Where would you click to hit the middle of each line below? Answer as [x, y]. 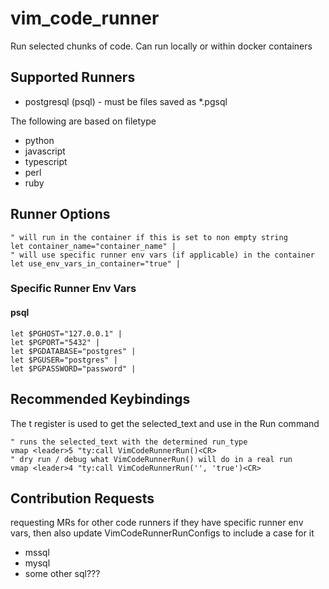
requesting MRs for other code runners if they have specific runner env [157, 523]
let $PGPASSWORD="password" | [73, 368]
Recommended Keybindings [100, 399]
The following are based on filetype [83, 121]
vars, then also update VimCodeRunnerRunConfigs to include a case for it [162, 533]
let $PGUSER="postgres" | [64, 360]
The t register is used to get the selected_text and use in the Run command [165, 423]
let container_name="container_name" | [93, 246]
